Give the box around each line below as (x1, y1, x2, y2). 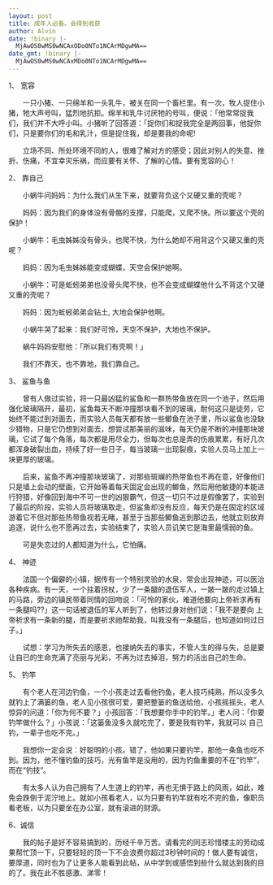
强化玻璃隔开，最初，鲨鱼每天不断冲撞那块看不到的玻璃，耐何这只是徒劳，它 (8, 403, 265, 413)
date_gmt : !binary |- (8, 50, 82, 58)
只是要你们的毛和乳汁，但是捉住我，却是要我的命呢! (22, 128, 197, 138)
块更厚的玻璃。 (8, 454, 58, 464)
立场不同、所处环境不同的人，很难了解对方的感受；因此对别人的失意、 (22, 145, 258, 155)
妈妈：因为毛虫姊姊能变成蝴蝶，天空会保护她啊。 (22, 262, 187, 272)
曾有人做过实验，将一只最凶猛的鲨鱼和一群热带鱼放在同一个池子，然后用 (22, 393, 265, 403)
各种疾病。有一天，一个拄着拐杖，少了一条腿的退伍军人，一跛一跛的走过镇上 (8, 584, 265, 594)
